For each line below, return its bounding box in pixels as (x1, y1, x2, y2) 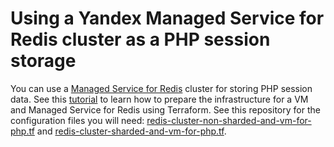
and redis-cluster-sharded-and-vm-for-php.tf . (36, 125, 227, 137)
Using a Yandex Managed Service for (10, 7, 325, 30)
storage (10, 50, 77, 72)
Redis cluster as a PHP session (10, 28, 271, 51)
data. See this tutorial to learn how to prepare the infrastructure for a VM (10, 93, 309, 105)
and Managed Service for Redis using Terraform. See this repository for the (10, 103, 321, 116)
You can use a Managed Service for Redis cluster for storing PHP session (10, 82, 313, 94)
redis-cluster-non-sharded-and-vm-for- (146, 114, 312, 126)
